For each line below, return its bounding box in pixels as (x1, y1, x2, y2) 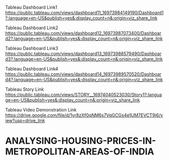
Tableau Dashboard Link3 (5, 45, 59, 51)
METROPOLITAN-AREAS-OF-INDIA (5, 146, 154, 157)
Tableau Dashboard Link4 (5, 66, 59, 72)
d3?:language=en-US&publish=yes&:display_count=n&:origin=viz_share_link (5, 56, 163, 62)
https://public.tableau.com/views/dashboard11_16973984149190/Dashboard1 (5, 10, 164, 16)
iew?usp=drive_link (5, 118, 45, 123)
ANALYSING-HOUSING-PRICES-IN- (5, 135, 156, 147)
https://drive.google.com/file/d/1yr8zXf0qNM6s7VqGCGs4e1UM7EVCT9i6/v (5, 112, 163, 118)
